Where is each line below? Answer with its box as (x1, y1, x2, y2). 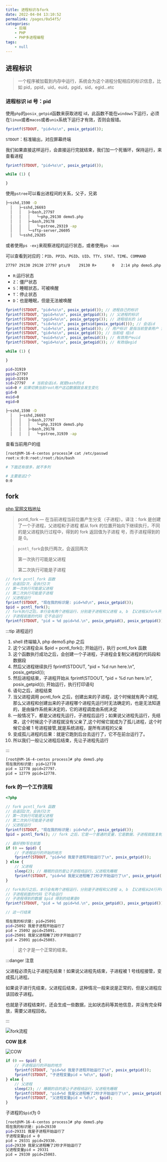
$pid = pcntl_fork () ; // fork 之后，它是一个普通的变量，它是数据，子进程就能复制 (5, 832, 163, 837)
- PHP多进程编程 (14, 35, 44, 40)
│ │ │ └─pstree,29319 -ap (10, 224, 77, 229)
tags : (5, 40, 17, 45)
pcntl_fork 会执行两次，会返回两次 (17, 546, 88, 552)
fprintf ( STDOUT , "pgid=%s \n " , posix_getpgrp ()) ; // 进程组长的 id (5, 317, 142, 322)
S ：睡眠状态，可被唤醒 (12, 285, 59, 291)
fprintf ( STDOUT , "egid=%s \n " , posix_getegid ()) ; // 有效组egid (5, 340, 137, 345)
